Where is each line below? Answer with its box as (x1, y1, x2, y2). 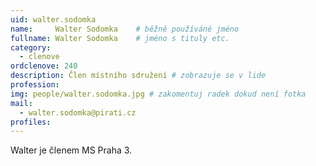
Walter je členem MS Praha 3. (10, 144, 133, 156)
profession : (10, 80, 60, 90)
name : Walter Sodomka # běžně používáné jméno (10, 24, 240, 34)
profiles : (10, 117, 52, 127)
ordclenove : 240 (10, 61, 78, 71)
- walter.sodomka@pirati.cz (19, 107, 137, 118)
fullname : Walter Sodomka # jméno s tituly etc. (10, 33, 230, 43)
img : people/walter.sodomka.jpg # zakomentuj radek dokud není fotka (10, 89, 307, 99)
